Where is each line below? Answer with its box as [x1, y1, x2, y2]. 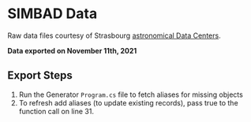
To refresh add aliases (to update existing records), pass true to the [18, 98, 238, 107]
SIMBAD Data [7, 5, 98, 23]
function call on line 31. [18, 106, 94, 116]
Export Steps [7, 68, 73, 83]
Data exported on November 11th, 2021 [7, 46, 137, 55]
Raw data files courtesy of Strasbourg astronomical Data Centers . [7, 31, 222, 40]
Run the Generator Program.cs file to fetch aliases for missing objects [18, 90, 244, 99]
